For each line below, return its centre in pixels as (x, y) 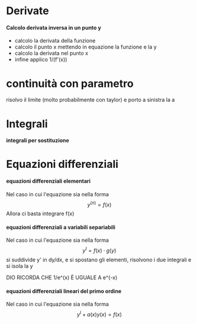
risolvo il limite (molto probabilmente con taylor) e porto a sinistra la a (91, 100)
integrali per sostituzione (38, 141)
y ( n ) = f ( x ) (99, 204)
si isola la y (20, 266)
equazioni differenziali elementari (48, 181)
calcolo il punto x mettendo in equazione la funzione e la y (85, 47)
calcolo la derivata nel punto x (51, 53)
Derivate (28, 11)
